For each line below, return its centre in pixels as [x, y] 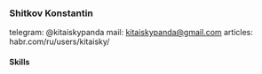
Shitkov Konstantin [51, 13]
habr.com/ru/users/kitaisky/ [60, 41]
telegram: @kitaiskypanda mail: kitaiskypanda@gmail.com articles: [131, 33]
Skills [20, 62]
